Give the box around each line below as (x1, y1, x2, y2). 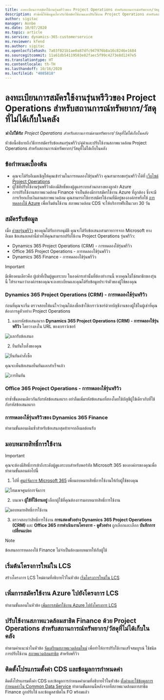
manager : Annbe (5, 21, 36, 26)
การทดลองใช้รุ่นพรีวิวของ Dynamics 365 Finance (5, 414, 108, 421)
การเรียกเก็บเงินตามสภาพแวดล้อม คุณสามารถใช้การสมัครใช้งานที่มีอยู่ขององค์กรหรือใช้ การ (12, 195, 155, 200)
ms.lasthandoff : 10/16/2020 (5, 67, 62, 72)
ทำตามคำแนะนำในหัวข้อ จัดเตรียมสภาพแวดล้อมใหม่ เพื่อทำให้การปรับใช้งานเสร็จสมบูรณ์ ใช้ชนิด (5, 645, 157, 651)
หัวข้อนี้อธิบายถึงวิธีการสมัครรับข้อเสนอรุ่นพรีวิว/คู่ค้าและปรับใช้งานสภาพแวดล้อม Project (5, 140, 147, 146)
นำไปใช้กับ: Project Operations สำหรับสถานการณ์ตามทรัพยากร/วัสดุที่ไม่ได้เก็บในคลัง (5, 130, 148, 136)
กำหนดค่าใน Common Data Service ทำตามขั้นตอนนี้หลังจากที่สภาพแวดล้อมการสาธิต (5, 683, 148, 689)
